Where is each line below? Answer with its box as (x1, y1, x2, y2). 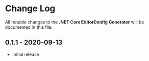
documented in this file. (5, 24, 53, 30)
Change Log (5, 3, 55, 14)
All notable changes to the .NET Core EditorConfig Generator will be (5, 19, 145, 25)
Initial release (12, 51, 39, 57)
